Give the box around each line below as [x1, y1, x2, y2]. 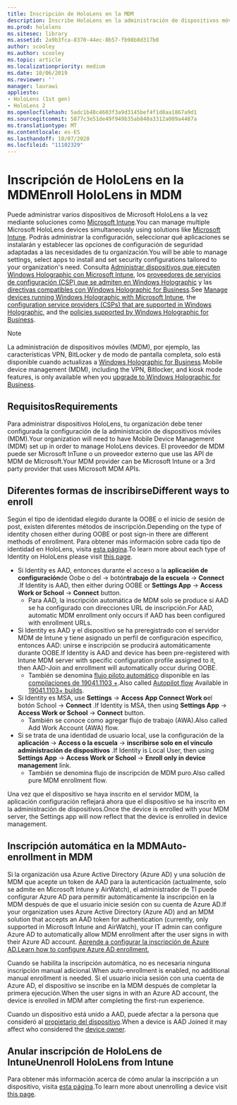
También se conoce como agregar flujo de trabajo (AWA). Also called [28, 716, 228, 724]
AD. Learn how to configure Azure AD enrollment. [7, 945, 150, 953]
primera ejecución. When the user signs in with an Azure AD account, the [7, 988, 219, 997]
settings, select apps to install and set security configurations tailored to [7, 256, 217, 264]
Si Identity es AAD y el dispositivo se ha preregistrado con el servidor [17, 626, 219, 634]
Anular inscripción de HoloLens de [7, 1045, 162, 1057]
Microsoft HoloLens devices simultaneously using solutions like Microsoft [7, 225, 221, 234]
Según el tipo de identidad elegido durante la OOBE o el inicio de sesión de [7, 515, 226, 523]
